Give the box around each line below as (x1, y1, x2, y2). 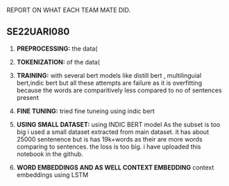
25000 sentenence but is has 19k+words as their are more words (16, 135, 203, 143)
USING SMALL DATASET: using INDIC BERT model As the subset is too (16, 120, 221, 128)
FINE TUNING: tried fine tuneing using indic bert (16, 107, 155, 115)
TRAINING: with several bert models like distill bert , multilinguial (16, 71, 202, 79)
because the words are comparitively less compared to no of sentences (16, 86, 223, 94)
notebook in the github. (16, 149, 84, 158)
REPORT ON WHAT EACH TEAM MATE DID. (6, 6, 131, 14)
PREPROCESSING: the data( (16, 44, 98, 53)
